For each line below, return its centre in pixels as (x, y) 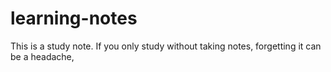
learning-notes (74, 18)
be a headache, (42, 56)
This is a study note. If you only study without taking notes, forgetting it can (166, 46)
